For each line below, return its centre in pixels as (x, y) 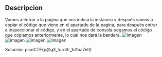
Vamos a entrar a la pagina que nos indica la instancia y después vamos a (79, 19)
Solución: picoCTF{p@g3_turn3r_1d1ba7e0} (48, 49)
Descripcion (24, 8)
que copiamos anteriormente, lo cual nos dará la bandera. (63, 35)
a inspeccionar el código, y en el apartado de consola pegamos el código (79, 30)
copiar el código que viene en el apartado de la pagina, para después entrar (81, 25)
